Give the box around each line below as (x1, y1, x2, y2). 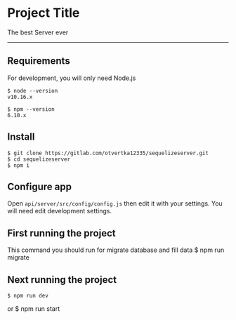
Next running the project (7, 274, 117, 286)
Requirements (7, 55, 70, 67)
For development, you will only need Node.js (7, 74, 136, 82)
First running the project (7, 227, 116, 239)
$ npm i (7, 161, 30, 169)
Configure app (7, 180, 72, 192)
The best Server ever (7, 28, 69, 36)
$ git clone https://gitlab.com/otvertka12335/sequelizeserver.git (7, 149, 209, 156)
